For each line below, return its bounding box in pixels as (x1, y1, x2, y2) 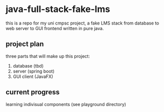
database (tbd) (12, 62, 44, 68)
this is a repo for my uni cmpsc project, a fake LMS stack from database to (5, 20, 159, 26)
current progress (5, 88, 59, 96)
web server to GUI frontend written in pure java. (5, 25, 104, 31)
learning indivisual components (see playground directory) (5, 101, 126, 107)
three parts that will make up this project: (5, 53, 90, 59)
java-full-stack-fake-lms (5, 3, 110, 15)
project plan (5, 40, 44, 48)
